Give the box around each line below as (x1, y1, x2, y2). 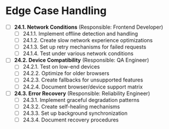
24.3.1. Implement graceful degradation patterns (22, 96, 140, 103)
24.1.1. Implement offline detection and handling (22, 30, 138, 37)
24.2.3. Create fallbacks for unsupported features (22, 76, 144, 83)
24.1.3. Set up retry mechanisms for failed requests (22, 43, 147, 50)
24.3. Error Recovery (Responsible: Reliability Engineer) (14, 90, 151, 97)
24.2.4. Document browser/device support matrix (22, 83, 143, 90)
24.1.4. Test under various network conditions (22, 50, 134, 57)
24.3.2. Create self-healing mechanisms (22, 103, 120, 110)
